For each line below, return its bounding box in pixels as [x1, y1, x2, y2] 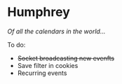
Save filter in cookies [17, 61, 79, 69]
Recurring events [17, 69, 67, 77]
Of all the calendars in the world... [7, 27, 106, 35]
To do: [7, 40, 26, 49]
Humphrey [7, 4, 70, 20]
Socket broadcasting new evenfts [17, 53, 114, 62]
